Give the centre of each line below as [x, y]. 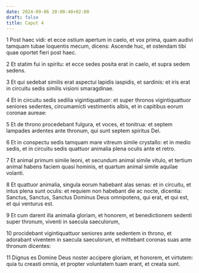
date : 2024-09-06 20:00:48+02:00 [48, 12]
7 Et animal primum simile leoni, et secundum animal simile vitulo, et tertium [99, 160]
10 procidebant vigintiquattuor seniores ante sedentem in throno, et [89, 233]
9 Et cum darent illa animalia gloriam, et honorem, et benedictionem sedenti [99, 216]
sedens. [16, 71]
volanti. [15, 173]
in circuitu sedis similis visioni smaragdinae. [60, 89]
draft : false [22, 17]
